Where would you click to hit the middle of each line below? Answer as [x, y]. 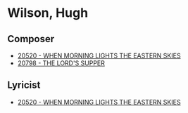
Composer [31, 39]
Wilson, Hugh [48, 13]
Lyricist [24, 85]
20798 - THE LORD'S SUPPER [61, 63]
